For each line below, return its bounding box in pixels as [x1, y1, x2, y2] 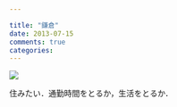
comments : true [9, 37, 66, 46]
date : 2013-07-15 [9, 29, 74, 38]
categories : [9, 45, 54, 54]
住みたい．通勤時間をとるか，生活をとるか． [9, 88, 173, 99]
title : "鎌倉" [9, 21, 60, 29]
